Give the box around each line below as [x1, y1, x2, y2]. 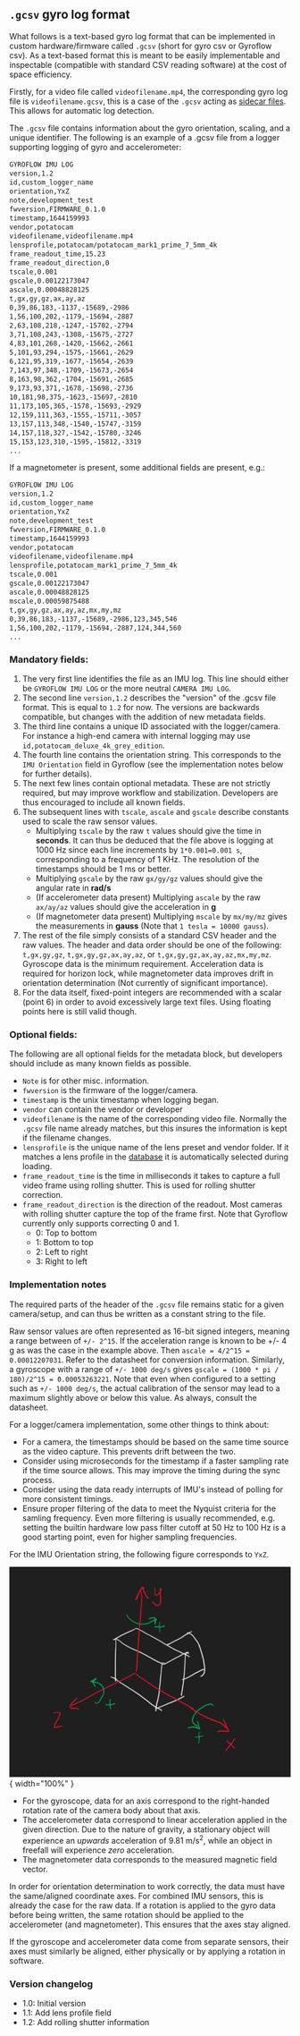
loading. [21, 1161, 53, 1172]
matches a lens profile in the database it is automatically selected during [21, 1151, 288, 1162]
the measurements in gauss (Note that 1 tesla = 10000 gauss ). [35, 920, 270, 931]
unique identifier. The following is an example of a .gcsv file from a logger [9, 131, 280, 142]
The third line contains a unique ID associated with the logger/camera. [21, 721, 281, 732]
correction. [21, 1190, 63, 1200]
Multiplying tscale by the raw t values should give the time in [35, 826, 262, 836]
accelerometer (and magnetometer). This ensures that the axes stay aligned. [9, 1919, 291, 1930]
